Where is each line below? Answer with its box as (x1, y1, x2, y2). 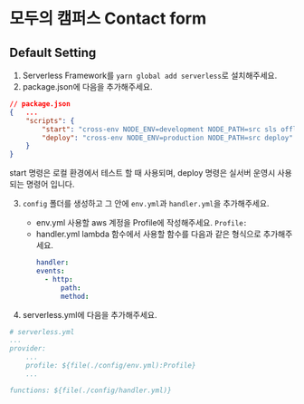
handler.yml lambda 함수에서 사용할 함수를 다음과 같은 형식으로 (35, 228, 261, 240)
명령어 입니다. (25, 178, 75, 190)
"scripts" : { (25, 116, 75, 125)
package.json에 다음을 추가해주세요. (22, 82, 153, 91)
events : (35, 266, 65, 275)
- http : (43, 274, 74, 284)
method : (60, 292, 90, 301)
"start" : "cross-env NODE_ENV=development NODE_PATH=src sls (42, 124, 278, 134)
